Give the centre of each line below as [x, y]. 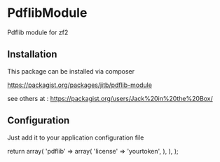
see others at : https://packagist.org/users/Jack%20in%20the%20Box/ [110, 98]
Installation [32, 54]
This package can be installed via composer [71, 71]
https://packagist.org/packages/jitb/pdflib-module [80, 85]
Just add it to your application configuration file [76, 137]
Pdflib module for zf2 [38, 32]
